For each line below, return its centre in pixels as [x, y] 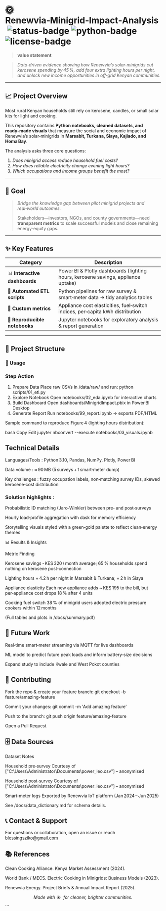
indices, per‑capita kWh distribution [100, 312]
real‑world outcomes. [39, 208]
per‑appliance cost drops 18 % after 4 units [49, 593]
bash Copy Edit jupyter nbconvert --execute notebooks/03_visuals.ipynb [79, 432]
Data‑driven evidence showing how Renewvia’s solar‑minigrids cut [85, 65]
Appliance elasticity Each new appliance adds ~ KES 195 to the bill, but [77, 588]
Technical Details [32, 448]
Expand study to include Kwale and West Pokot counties [62, 664]
